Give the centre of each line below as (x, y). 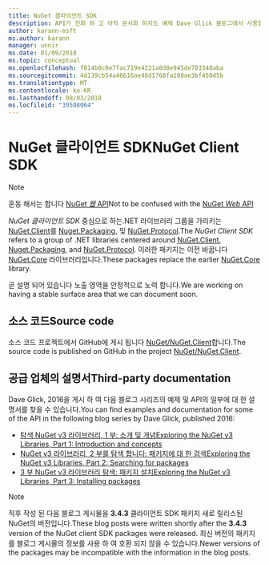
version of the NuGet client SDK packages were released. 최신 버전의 (121, 533)
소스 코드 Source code (61, 321)
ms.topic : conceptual (44, 61)
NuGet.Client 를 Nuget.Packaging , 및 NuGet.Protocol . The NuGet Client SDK (131, 231)
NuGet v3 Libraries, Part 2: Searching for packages (104, 462)
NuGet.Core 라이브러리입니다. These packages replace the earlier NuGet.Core (134, 260)
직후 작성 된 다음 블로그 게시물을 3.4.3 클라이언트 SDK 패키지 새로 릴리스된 (126, 513)
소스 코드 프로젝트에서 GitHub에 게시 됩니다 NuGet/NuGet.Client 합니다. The (127, 342)
